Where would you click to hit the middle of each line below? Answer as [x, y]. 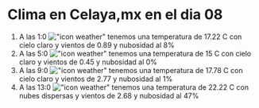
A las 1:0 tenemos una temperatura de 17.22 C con [130, 37]
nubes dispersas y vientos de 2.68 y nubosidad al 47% [109, 95]
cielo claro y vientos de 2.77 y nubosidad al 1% [96, 79]
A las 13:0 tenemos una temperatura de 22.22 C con [134, 87]
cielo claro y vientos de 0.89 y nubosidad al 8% [97, 44]
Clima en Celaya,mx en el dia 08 [115, 15]
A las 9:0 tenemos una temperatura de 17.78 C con [131, 70]
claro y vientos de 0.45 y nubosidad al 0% [88, 62]
